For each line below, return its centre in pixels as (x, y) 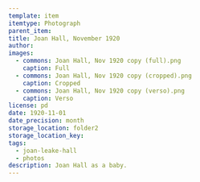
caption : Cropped (52, 83)
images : (21, 53)
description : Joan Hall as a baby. (68, 166)
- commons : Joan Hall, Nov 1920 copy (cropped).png (104, 76)
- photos (30, 158)
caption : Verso (48, 98)
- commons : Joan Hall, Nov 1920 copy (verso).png (100, 91)
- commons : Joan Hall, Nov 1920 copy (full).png (98, 61)
